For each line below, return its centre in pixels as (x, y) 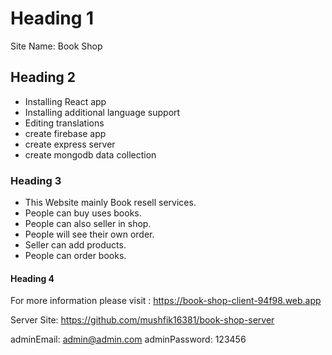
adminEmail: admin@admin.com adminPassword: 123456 (128, 339)
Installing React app (65, 101)
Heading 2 (43, 77)
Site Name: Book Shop (56, 46)
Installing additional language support (102, 112)
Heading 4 (32, 278)
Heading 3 (36, 180)
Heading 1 (52, 18)
